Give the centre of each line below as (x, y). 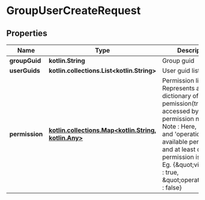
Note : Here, (179, 126)
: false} (172, 187)
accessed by (181, 111)
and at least (179, 149)
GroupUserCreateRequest (74, 11)
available (175, 142)
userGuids (25, 71)
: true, (170, 172)
